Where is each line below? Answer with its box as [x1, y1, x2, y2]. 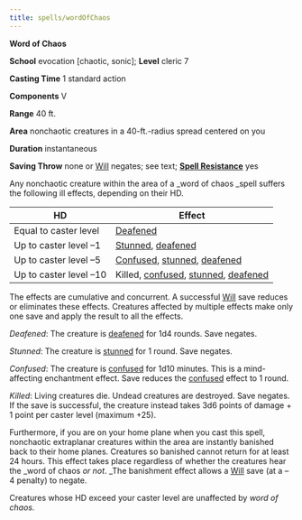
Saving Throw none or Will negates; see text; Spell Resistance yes [9, 160, 259, 172]
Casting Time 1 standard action [9, 73, 126, 84]
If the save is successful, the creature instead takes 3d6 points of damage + [9, 399, 292, 411]
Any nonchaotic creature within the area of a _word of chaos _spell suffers [9, 178, 286, 189]
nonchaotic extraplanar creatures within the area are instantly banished [9, 436, 275, 447]
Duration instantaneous [9, 143, 97, 153]
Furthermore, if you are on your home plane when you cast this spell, [9, 426, 266, 438]
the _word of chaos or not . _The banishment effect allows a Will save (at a [9, 465, 283, 476]
